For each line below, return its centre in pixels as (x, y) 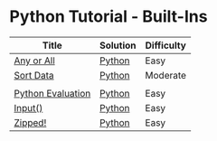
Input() (28, 108)
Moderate (166, 75)
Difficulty (166, 45)
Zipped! (30, 122)
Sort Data (34, 75)
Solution (118, 45)
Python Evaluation (52, 93)
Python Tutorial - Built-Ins (108, 17)
